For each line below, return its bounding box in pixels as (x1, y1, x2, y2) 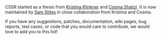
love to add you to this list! (5, 29, 58, 34)
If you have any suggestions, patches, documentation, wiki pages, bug (5, 19, 147, 24)
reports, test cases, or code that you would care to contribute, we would (5, 24, 150, 29)
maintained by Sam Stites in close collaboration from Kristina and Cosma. (5, 9, 152, 15)
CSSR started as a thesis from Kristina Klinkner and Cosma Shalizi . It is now (5, 4, 157, 10)
